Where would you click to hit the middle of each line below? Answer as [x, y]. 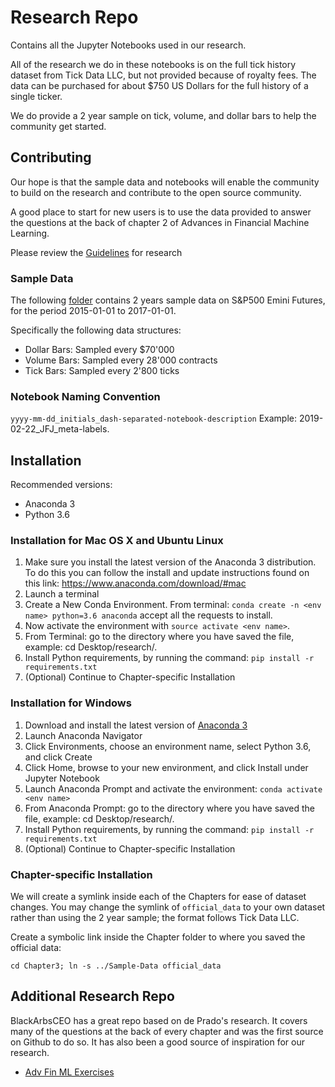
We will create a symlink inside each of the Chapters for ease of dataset [158, 897]
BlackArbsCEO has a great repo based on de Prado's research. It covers [159, 1020]
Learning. [30, 233]
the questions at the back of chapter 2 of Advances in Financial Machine [160, 222]
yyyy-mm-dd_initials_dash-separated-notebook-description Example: [154, 418]
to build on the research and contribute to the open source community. [156, 192]
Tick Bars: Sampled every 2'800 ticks [102, 371]
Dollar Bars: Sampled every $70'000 [99, 350]
